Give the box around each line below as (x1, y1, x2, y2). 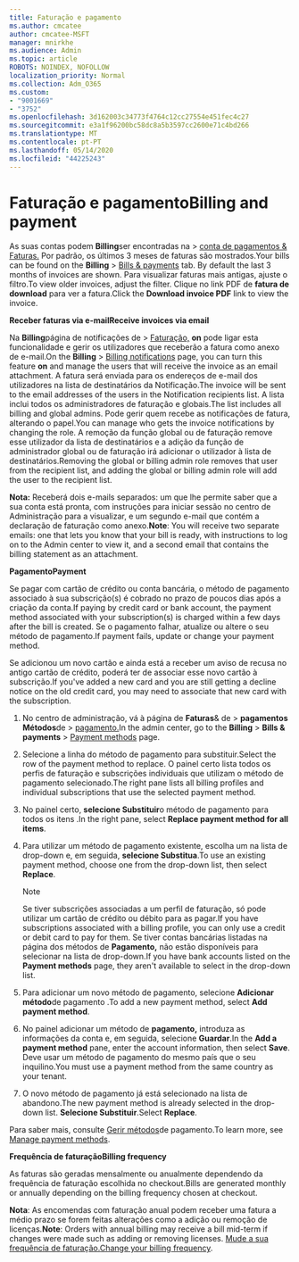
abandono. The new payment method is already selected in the (21, 1098, 253, 1108)
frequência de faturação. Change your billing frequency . (9, 1242, 213, 1254)
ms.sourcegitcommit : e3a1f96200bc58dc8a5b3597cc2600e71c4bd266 (9, 121, 250, 130)
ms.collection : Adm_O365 (9, 79, 102, 88)
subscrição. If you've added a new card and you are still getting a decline (9, 677, 277, 687)
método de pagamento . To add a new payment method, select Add (21, 997, 268, 1008)
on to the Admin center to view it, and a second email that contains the (9, 539, 270, 550)
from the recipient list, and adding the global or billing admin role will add (9, 465, 278, 476)
